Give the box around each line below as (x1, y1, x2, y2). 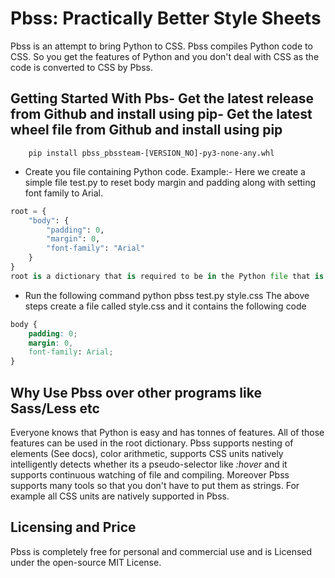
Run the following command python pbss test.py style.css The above (24, 289, 310, 301)
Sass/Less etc (10, 400, 100, 417)
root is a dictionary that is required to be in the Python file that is (10, 271, 325, 281)
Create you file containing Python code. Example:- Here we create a (24, 165, 306, 177)
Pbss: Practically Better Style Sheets (10, 7, 322, 30)
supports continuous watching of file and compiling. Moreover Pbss (10, 468, 290, 481)
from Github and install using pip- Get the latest (10, 106, 313, 123)
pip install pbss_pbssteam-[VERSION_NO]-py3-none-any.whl (28, 148, 275, 158)
